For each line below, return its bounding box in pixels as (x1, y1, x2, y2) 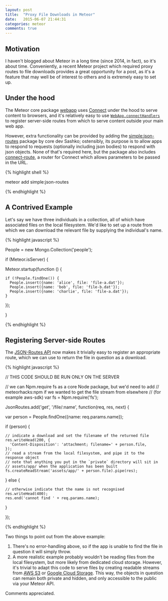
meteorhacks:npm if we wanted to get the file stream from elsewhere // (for (5, 389, 161, 395)
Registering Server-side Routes (5, 336, 106, 344)
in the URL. (5, 159, 28, 166)
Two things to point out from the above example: (5, 534, 106, 540)
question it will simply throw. (12, 549, 71, 555)
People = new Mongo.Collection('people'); (5, 246, 93, 252)
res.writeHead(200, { (5, 437, 51, 443)
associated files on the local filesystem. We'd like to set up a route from (5, 222, 153, 228)
